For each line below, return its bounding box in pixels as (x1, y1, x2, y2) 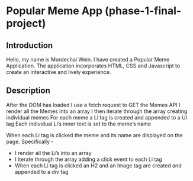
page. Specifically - (6, 138, 54, 145)
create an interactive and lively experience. (6, 69, 111, 75)
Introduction (6, 40, 53, 50)
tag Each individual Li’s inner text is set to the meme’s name (6, 120, 152, 127)
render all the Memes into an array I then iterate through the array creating (6, 108, 188, 115)
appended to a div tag (14, 168, 69, 175)
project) (6, 17, 46, 30)
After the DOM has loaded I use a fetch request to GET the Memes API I (6, 101, 181, 108)
